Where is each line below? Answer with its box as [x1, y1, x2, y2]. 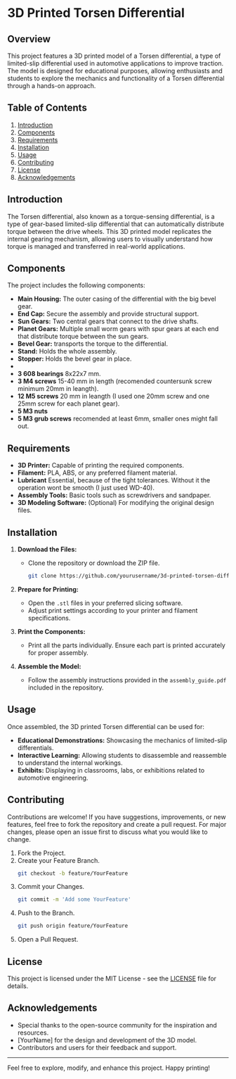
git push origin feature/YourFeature [17, 923, 129, 930]
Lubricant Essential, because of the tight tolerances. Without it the [17, 476, 211, 485]
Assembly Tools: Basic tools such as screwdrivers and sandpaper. [17, 491, 211, 499]
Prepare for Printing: [17, 585, 79, 593]
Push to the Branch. [17, 909, 75, 917]
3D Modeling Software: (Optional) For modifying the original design [17, 499, 214, 507]
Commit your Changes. [17, 882, 85, 891]
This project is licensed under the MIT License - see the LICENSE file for [7, 974, 216, 983]
